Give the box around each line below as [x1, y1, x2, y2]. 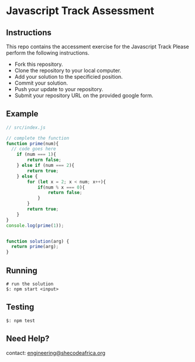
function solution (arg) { [6, 238, 69, 244]
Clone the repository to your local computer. [14, 67, 122, 74]
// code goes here [11, 146, 57, 152]
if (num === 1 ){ [16, 152, 57, 157]
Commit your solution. [14, 79, 69, 86]
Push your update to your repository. [14, 86, 104, 92]
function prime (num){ [6, 140, 59, 146]
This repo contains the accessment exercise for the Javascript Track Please [6, 43, 189, 50]
